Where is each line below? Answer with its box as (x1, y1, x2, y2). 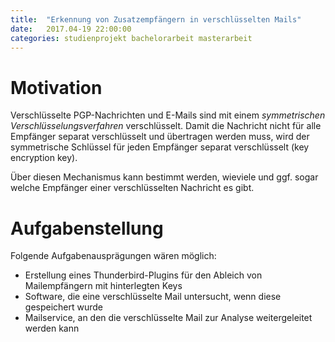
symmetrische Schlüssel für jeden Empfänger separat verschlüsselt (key (10, 141, 310, 153)
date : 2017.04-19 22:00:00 (10, 24, 132, 34)
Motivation (10, 76, 103, 99)
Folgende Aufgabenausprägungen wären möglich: (10, 250, 217, 262)
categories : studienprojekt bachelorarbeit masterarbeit (10, 33, 253, 43)
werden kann (24, 322, 80, 335)
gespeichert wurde (24, 301, 104, 313)
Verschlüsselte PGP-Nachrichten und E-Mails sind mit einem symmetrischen (10, 109, 326, 121)
